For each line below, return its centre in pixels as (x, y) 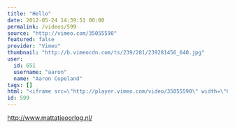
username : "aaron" (41, 72)
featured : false (31, 40)
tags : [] (20, 85)
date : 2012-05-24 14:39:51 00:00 (56, 20)
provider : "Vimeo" (34, 46)
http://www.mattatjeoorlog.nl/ (50, 118)
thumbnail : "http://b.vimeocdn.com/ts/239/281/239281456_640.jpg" (106, 53)
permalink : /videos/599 (42, 26)
